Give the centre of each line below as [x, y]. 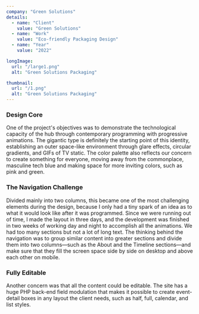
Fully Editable [26, 272]
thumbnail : [20, 83]
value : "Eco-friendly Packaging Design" [68, 39]
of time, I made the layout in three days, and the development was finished [98, 219]
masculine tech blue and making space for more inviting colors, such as [94, 166]
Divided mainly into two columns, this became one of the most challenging [98, 200]
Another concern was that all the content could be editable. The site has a [97, 285]
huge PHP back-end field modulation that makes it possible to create [91, 291]
